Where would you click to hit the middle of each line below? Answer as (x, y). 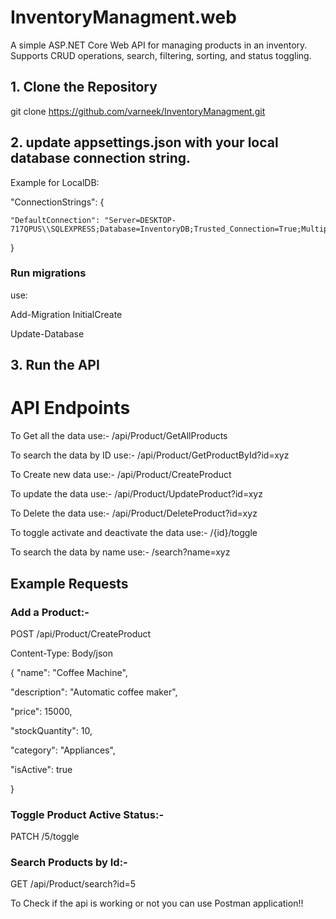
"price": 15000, (41, 711)
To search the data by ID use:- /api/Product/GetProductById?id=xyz (150, 455)
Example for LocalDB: (55, 182)
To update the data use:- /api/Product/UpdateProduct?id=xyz (136, 494)
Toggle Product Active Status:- (87, 814)
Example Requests (69, 583)
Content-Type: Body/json (61, 653)
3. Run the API (55, 365)
